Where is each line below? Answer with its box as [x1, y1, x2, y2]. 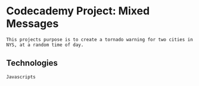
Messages [6, 17, 59, 30]
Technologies [6, 58, 58, 68]
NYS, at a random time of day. [6, 42, 84, 48]
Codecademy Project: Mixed [6, 4, 150, 18]
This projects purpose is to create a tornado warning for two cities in [6, 36, 194, 42]
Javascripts [6, 73, 36, 80]
